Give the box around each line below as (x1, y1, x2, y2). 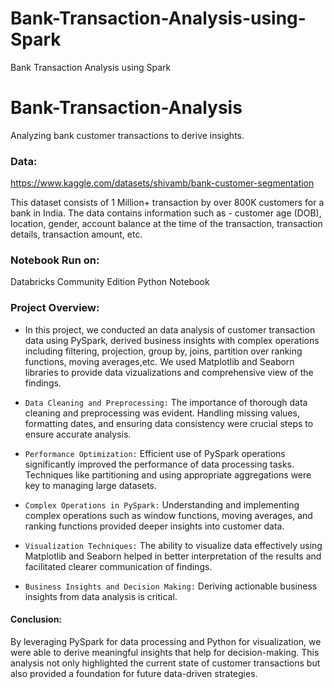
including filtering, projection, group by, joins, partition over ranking (24, 345, 303, 357)
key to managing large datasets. (24, 479, 158, 491)
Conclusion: (10, 613, 63, 626)
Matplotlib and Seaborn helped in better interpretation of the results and (24, 550, 322, 562)
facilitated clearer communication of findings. (24, 560, 213, 572)
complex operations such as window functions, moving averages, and (24, 509, 313, 521)
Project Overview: (10, 301, 100, 315)
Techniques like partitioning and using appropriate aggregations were (24, 468, 312, 481)
